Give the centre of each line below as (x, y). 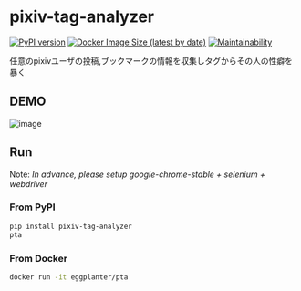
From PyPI (33, 207)
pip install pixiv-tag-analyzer (71, 226)
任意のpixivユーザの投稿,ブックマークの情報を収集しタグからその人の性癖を (151, 60)
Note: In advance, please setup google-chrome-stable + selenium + (138, 174)
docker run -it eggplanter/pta (69, 277)
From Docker (39, 258)
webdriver (29, 183)
